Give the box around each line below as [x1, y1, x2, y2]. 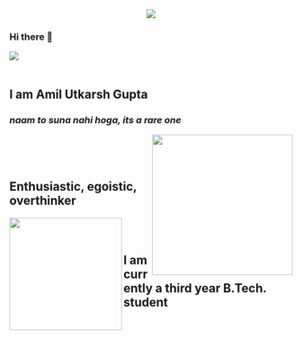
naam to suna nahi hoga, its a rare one [9, 113, 182, 126]
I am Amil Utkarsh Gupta [9, 86, 148, 102]
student [123, 295, 169, 310]
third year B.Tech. [164, 281, 267, 296]
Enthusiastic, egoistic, [9, 179, 138, 194]
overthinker [9, 193, 76, 209]
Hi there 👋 [9, 31, 54, 43]
